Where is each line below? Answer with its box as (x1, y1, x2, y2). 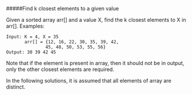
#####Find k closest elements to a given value (6, 5, 119, 12)
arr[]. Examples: (6, 23, 45, 29)
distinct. (6, 83, 26, 90)
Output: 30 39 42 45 (6, 49, 57, 55)
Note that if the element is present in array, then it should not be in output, (6, 60, 184, 66)
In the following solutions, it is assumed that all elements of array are (6, 77, 172, 84)
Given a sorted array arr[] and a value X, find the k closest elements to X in (6, 16, 186, 23)
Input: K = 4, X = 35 (6, 34, 59, 40)
